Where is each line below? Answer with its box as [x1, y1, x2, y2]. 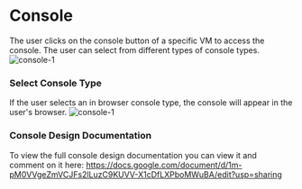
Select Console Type [9, 76, 102, 89]
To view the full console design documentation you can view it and [9, 149, 257, 160]
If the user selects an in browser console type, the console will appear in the [9, 97, 293, 108]
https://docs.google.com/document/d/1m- [86, 159, 243, 170]
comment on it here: [9, 159, 85, 170]
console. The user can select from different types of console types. [9, 44, 260, 55]
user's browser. [9, 107, 68, 118]
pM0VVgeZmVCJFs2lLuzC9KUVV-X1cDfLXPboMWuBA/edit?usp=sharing [9, 168, 282, 180]
